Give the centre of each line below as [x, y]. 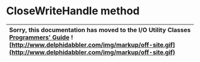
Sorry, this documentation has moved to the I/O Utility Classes [100, 30]
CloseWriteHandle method [73, 11]
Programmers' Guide [39, 37]
